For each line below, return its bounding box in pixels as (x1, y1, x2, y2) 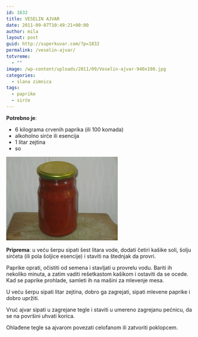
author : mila (6, 29, 39, 34)
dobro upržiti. (6, 294, 40, 301)
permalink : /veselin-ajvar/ (6, 48, 76, 53)
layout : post (6, 34, 39, 41)
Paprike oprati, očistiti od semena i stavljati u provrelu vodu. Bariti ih (6, 264, 172, 271)
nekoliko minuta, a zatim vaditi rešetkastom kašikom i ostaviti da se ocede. (6, 270, 188, 278)
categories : (6, 72, 36, 78)
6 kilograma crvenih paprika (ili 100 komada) (14, 125, 124, 133)
